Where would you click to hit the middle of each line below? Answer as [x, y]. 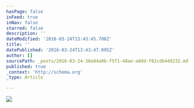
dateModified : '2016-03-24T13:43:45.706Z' [59, 39]
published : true [26, 66]
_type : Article [25, 77]
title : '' [18, 45]
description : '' [26, 34]
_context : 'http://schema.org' [45, 72]
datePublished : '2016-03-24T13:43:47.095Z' [60, 50]
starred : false [25, 28]
